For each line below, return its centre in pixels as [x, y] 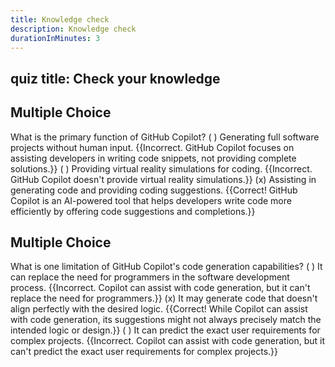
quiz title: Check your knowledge [115, 78]
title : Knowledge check [60, 19]
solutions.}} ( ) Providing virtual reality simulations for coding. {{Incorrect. [161, 168]
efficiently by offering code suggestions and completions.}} [133, 211]
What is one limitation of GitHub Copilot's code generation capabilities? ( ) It [166, 267]
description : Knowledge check [73, 29]
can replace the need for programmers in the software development [150, 277]
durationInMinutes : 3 [55, 38]
